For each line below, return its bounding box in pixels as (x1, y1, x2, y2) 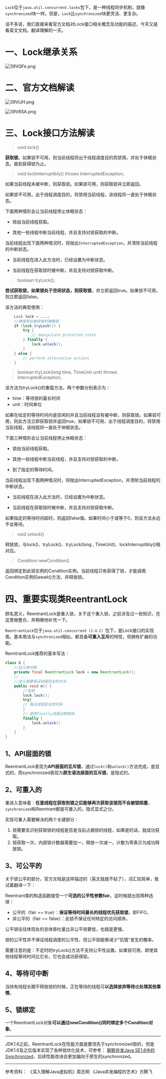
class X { (5, 660, 26, 666)
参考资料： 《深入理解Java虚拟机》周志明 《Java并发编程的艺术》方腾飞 (5, 1069, 153, 1075)
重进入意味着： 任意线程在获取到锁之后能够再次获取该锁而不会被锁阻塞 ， (5, 799, 152, 806)
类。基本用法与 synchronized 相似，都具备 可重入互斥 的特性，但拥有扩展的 (5, 634, 153, 640)
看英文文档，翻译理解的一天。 (5, 27, 66, 33)
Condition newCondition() (17, 558, 70, 564)
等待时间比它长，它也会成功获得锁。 (18, 953, 92, 959)
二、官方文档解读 (5, 82, 75, 93)
